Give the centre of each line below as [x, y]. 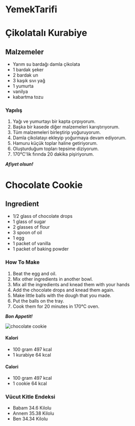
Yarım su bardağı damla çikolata [46, 64]
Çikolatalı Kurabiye [46, 33]
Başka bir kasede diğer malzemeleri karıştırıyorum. [66, 127]
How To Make [22, 262]
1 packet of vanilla [32, 244]
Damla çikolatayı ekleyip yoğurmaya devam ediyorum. [70, 138]
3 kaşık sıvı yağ [29, 81]
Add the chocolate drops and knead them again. [63, 290]
